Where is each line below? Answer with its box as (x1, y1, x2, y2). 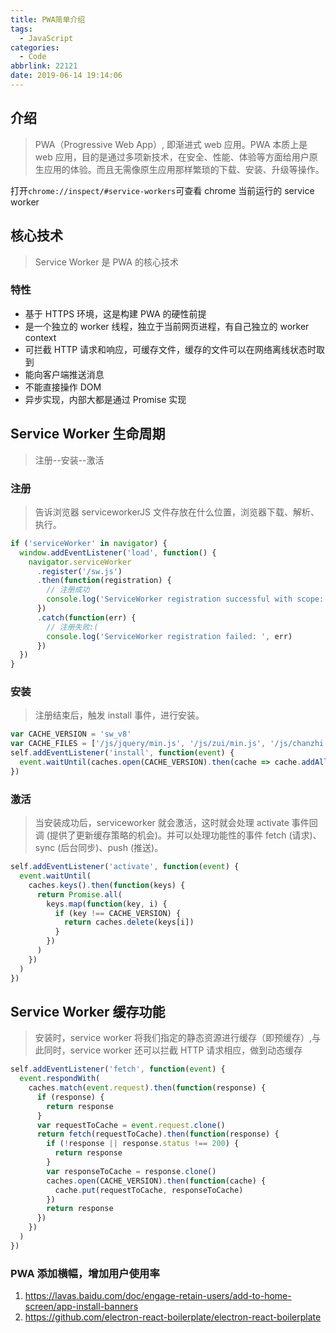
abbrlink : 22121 (10, 61, 78, 71)
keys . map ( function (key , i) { (46, 899, 168, 909)
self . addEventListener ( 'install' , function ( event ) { (10, 748, 235, 758)
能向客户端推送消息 (24, 368, 105, 380)
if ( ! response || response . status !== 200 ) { (46, 1139, 240, 1149)
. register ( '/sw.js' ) (36, 566, 123, 576)
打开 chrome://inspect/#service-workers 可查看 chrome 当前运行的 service (10, 184, 315, 196)
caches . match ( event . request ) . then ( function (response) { (28, 1083, 267, 1093)
